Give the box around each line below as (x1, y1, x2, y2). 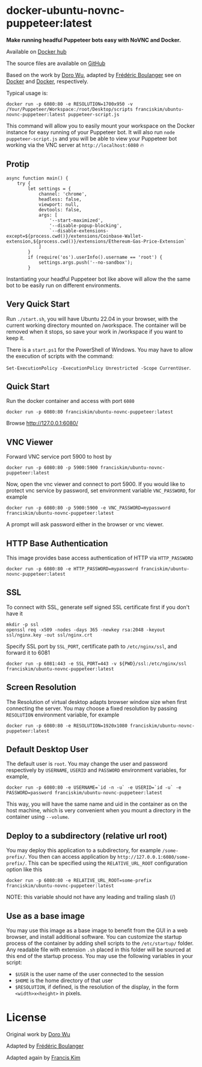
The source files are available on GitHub (6, 60, 106, 67)
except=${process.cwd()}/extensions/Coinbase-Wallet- (6, 233, 144, 239)
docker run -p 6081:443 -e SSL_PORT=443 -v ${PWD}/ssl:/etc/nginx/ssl (6, 661, 187, 667)
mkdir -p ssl (6, 621, 39, 627)
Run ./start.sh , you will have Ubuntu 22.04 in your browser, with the (6, 315, 179, 322)
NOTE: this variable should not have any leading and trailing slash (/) (6, 894, 176, 901)
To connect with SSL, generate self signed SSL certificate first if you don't (6, 603, 190, 611)
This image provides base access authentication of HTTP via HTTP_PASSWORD (6, 555, 194, 561)
